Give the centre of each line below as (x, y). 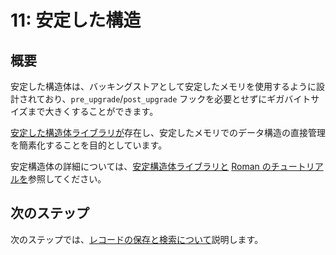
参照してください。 (67, 179)
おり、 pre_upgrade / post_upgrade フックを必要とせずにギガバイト (178, 99)
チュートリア (297, 166)
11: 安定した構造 (76, 20)
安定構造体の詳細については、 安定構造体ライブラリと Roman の (141, 166)
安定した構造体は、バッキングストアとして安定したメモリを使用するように (163, 86)
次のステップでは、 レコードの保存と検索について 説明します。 (137, 239)
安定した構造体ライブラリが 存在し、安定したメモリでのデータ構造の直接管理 (168, 132)
